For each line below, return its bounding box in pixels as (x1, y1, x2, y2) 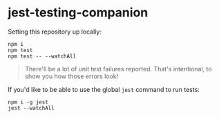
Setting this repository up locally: (8, 27, 102, 36)
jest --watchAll (8, 104, 55, 111)
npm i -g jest (8, 98, 49, 106)
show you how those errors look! (24, 72, 119, 80)
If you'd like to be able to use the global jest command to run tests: (8, 85, 200, 93)
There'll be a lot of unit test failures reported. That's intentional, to (24, 64, 213, 73)
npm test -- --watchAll (8, 53, 77, 60)
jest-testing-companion (8, 5, 149, 21)
